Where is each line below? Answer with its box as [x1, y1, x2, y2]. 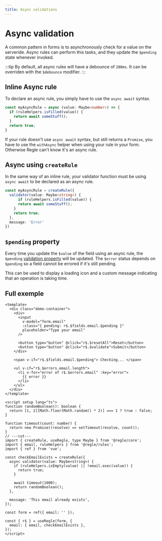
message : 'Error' [9, 220, 44, 224]
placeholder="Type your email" [22, 328, 86, 333]
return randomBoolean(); [14, 484, 64, 490]
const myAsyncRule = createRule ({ [5, 188, 75, 193]
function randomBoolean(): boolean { [5, 404, 81, 409]
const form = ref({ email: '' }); [5, 510, 75, 515]
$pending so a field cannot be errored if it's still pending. [5, 261, 117, 267]
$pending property [5, 238, 60, 246]
